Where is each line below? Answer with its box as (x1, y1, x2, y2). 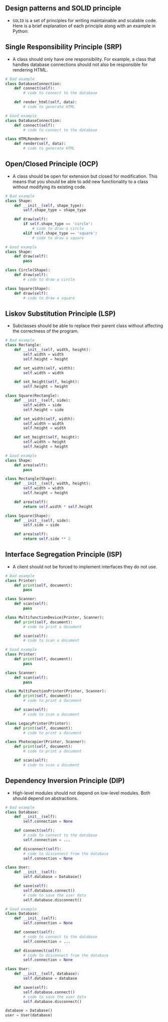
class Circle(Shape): (5, 268, 51, 273)
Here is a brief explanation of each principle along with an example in (12, 23, 156, 29)
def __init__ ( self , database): (14, 971, 80, 976)
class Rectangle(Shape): (5, 476, 57, 481)
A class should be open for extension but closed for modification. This (12, 173, 158, 179)
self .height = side (23, 407, 64, 412)
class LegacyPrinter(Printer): (5, 721, 71, 726)
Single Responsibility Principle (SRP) (5, 43, 122, 51)
